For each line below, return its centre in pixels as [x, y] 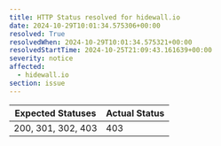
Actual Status [135, 113]
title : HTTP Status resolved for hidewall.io [95, 17]
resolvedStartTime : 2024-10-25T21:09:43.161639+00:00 [111, 50]
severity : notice [41, 58]
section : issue [37, 83]
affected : [28, 67]
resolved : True [37, 34]
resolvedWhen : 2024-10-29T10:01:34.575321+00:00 [101, 42]
